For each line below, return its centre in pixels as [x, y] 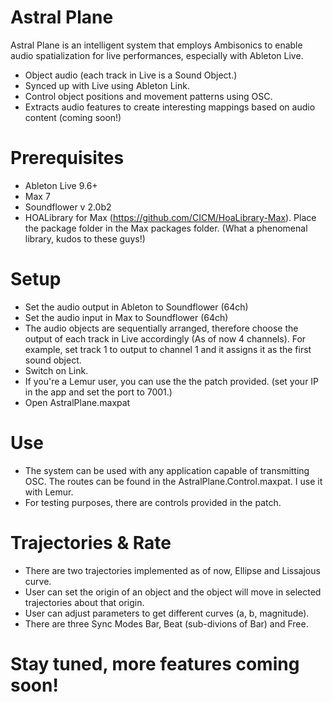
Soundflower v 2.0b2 [68, 207]
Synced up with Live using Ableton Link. [107, 85]
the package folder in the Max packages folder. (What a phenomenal [166, 228]
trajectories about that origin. [84, 602]
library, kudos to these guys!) [85, 238]
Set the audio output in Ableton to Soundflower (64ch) [136, 307]
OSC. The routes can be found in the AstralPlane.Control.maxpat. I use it [173, 481]
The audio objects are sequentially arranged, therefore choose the [161, 328]
